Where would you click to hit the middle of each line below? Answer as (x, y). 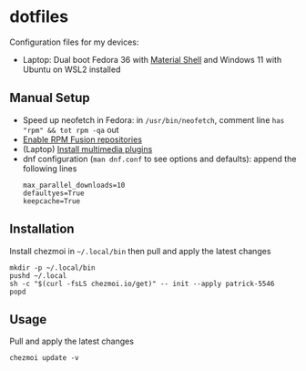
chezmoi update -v (44, 358)
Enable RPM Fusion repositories (82, 139)
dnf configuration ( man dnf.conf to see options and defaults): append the (159, 159)
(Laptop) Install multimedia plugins (87, 149)
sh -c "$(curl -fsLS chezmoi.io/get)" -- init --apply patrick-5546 (142, 283)
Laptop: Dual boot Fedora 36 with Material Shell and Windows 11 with (152, 59)
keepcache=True (51, 201)
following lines (50, 168)
